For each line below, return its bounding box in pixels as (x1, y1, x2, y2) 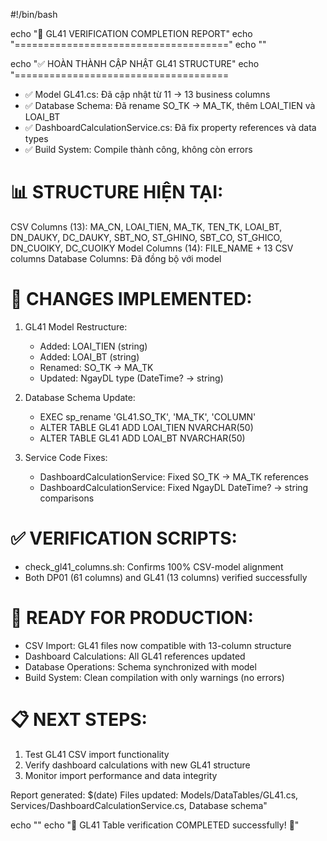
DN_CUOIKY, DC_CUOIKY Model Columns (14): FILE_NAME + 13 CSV (10, 242, 294, 254)
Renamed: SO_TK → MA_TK (39, 361, 154, 373)
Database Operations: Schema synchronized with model (24, 660, 257, 673)
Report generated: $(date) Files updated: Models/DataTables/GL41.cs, (10, 789, 299, 801)
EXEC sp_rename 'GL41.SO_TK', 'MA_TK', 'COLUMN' (39, 410, 257, 423)
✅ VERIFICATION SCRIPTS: (10, 527, 238, 550)
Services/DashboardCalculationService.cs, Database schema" (10, 799, 268, 811)
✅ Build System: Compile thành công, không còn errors (24, 144, 253, 155)
